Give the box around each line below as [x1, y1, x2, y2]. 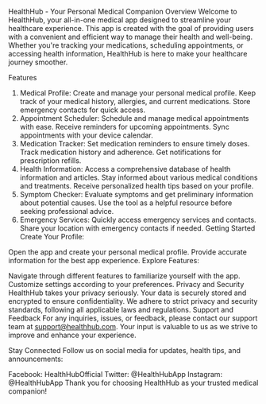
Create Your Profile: [19, 232, 85, 241]
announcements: [8, 354, 64, 363]
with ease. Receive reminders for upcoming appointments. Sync [19, 122, 230, 131]
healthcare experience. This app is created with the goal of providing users [8, 24, 254, 33]
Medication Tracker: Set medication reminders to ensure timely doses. [19, 139, 250, 148]
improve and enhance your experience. [8, 330, 137, 340]
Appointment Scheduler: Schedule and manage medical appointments [19, 114, 249, 122]
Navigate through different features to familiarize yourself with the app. [8, 271, 241, 281]
